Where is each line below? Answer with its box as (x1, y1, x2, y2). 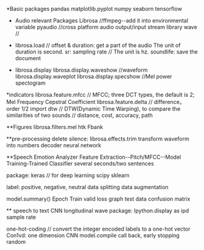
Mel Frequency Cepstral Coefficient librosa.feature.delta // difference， (6, 99, 185, 105)
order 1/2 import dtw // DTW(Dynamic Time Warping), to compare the (6, 105, 181, 112)
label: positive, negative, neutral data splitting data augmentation (6, 184, 169, 190)
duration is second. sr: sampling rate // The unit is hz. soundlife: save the (15, 48, 198, 55)
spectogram (15, 79, 46, 86)
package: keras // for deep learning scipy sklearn (6, 172, 130, 179)
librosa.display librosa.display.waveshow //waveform (15, 66, 148, 74)
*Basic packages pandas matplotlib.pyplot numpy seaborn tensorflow (6, 5, 183, 12)
